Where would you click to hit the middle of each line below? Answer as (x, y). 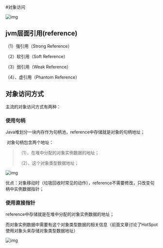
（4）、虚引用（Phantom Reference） (42, 77)
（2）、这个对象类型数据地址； (49, 163)
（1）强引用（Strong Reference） (39, 46)
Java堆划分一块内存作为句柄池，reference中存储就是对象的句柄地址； (75, 132)
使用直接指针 (21, 203)
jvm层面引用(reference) (41, 33)
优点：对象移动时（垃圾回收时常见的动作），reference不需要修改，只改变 (78, 183)
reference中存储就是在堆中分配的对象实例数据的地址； (60, 214)
